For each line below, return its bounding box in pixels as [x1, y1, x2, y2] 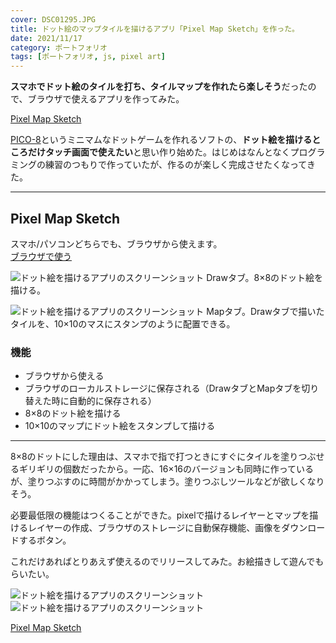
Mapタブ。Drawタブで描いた [206, 305, 325, 317]
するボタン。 [18, 534, 72, 546]
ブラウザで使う [10, 250, 72, 262]
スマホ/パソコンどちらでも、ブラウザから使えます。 [10, 237, 223, 250]
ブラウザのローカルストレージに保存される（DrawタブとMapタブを [24, 382, 302, 395]
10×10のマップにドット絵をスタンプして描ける [24, 420, 216, 432]
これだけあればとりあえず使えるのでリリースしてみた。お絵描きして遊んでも [10, 556, 325, 568]
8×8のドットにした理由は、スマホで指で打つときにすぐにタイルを [10, 451, 282, 463]
